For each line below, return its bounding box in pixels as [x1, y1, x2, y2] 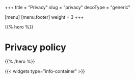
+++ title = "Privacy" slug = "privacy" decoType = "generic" [5, 5, 130, 10]
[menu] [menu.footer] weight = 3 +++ [5, 14, 84, 20]
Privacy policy [5, 42, 67, 53]
